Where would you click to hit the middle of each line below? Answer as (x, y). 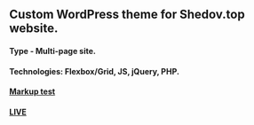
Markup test (32, 91)
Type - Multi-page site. (52, 51)
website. (34, 29)
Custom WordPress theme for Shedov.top (127, 15)
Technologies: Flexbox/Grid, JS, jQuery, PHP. (95, 71)
